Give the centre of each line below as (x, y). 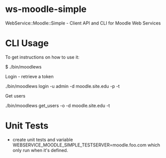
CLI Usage (27, 43)
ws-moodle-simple (46, 9)
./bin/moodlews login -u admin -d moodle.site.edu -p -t (62, 86)
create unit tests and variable (43, 139)
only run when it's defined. (40, 150)
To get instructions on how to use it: (42, 57)
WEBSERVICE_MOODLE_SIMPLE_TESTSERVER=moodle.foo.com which (86, 145)
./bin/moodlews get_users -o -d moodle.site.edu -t (58, 105)
